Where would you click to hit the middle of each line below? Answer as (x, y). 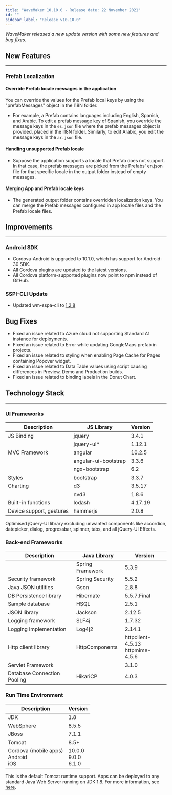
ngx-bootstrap (91, 469)
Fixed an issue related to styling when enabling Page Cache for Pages (86, 355)
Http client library (29, 647)
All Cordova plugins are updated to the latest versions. (70, 270)
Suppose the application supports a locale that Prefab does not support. (89, 160)
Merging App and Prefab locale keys (45, 188)
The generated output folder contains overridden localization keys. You (88, 200)
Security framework (32, 579)
